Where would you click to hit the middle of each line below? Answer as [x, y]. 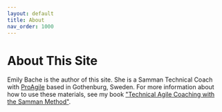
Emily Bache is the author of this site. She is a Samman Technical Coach [110, 80]
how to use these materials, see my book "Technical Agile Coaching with [111, 95]
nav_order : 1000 [30, 26]
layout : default [30, 13]
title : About [26, 20]
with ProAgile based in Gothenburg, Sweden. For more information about [111, 87]
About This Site [53, 60]
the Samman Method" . [39, 102]
